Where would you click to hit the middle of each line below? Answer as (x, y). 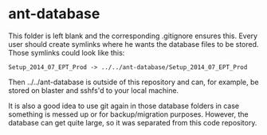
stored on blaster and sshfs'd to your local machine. (94, 90)
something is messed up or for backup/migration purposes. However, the (128, 114)
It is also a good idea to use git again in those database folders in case (124, 106)
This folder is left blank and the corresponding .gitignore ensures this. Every (133, 36)
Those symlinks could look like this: (67, 52)
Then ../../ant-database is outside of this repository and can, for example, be (133, 82)
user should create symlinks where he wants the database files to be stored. (133, 44)
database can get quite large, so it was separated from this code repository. (133, 122)
